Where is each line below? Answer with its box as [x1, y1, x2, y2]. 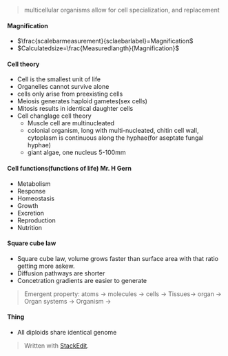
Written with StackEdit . [23, 342, 90, 350]
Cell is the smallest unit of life [17, 75, 101, 83]
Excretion [17, 209, 45, 217]
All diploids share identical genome [17, 328, 117, 337]
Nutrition [17, 223, 43, 231]
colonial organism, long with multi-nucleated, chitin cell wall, [27, 127, 199, 135]
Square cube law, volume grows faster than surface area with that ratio [17, 254, 219, 262]
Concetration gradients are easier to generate [17, 276, 147, 284]
